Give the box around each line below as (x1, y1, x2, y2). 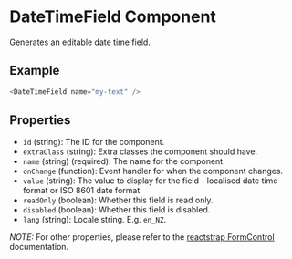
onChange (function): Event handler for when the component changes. (22, 166, 284, 177)
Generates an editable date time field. (9, 36, 151, 47)
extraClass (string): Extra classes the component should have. (22, 146, 258, 157)
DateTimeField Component (9, 6, 217, 27)
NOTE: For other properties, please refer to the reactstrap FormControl (9, 232, 276, 243)
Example (9, 63, 60, 78)
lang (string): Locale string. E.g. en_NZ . (22, 214, 167, 225)
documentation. (9, 242, 69, 253)
